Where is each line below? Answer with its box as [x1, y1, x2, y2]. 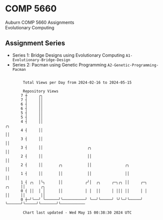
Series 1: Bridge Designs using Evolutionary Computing [12, 52, 125, 58]
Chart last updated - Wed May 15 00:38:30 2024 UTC [23, 210, 132, 215]
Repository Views [23, 89, 58, 94]
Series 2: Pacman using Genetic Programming [12, 61, 107, 67]
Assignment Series [5, 39, 65, 48]
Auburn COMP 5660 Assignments [5, 19, 74, 25]
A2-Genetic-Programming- [107, 62, 159, 67]
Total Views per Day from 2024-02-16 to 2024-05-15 [23, 80, 132, 85]
